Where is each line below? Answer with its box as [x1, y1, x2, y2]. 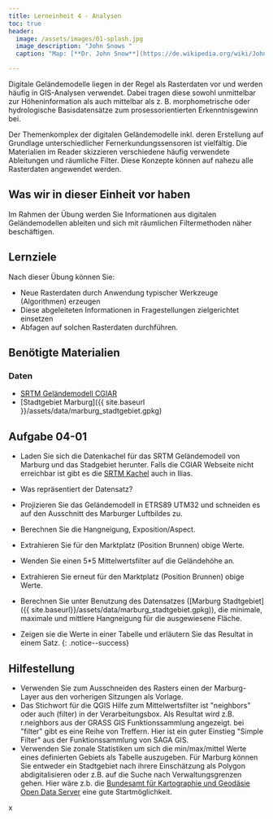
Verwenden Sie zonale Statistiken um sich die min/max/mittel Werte [19, 743, 247, 753]
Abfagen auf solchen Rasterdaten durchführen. [19, 322, 179, 332]
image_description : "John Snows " [15, 42, 132, 50]
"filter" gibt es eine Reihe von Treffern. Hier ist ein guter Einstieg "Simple [19, 726, 264, 736]
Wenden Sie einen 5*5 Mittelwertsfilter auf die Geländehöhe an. [19, 556, 236, 566]
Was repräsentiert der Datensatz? [19, 484, 133, 494]
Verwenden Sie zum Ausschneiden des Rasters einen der [19, 683, 213, 693]
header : [8, 27, 35, 35]
